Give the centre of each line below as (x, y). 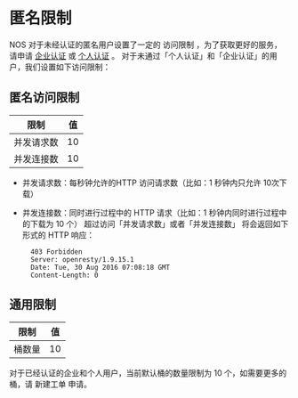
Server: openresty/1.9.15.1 (83, 259)
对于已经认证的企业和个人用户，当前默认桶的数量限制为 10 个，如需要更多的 (148, 373)
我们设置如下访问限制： (68, 67)
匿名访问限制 (44, 97)
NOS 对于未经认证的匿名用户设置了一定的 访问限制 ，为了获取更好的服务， (146, 45)
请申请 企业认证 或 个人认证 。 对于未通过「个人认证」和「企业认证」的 (139, 55)
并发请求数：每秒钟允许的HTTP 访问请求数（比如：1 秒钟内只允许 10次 (151, 183)
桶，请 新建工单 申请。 (50, 384)
